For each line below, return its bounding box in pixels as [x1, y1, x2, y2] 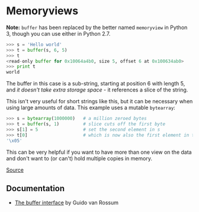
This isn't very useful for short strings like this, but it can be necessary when [6, 98, 193, 105]
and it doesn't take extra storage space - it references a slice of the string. [6, 86, 188, 93]
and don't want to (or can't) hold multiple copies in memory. [6, 154, 153, 162]
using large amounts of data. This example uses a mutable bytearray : [6, 104, 176, 111]
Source [6, 166, 24, 173]
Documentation [6, 183, 65, 194]
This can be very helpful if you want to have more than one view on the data [6, 148, 192, 156]
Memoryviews [6, 4, 79, 18]
